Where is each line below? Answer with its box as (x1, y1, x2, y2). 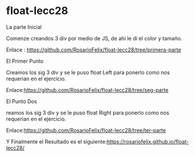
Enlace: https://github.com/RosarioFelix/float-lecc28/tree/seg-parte (6, 86, 169, 93)
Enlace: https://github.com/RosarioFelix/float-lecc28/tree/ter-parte (6, 127, 166, 134)
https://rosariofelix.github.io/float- (106, 138, 189, 145)
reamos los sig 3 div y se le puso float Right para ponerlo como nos (6, 109, 169, 116)
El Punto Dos (6, 98, 37, 105)
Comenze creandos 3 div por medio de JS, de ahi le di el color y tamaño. (6, 35, 183, 42)
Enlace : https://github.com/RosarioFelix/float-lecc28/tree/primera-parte (6, 46, 181, 53)
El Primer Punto (6, 57, 44, 64)
